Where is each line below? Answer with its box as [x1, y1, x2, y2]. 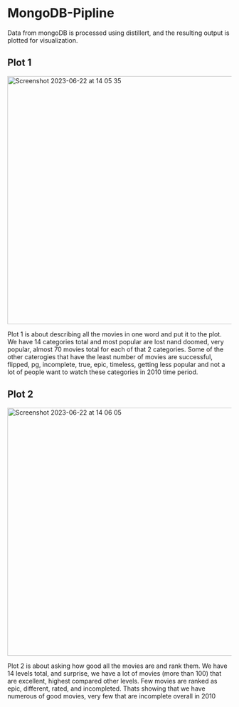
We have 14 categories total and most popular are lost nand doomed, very [7, 337, 224, 346]
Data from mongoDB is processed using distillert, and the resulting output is [7, 28, 230, 37]
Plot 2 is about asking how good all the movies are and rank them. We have [7, 661, 228, 670]
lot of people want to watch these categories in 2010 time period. [7, 368, 198, 376]
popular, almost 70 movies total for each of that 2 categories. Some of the [7, 345, 224, 353]
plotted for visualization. [7, 36, 78, 44]
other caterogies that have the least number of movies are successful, [7, 352, 213, 361]
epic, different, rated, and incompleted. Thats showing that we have [7, 684, 206, 693]
